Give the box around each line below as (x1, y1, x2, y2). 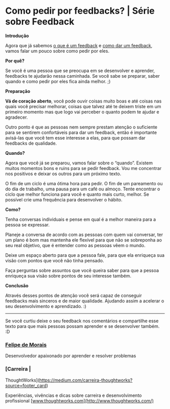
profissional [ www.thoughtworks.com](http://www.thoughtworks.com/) (5, 397, 154, 403)
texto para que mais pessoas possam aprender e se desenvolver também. (5, 323, 160, 329)
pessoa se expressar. (5, 221, 50, 228)
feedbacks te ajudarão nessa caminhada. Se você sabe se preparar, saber (5, 73, 160, 79)
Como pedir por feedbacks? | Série (5, 5, 155, 17)
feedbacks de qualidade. (5, 140, 57, 146)
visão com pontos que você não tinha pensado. (5, 257, 104, 263)
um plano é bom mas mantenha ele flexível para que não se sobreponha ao (5, 236, 162, 243)
